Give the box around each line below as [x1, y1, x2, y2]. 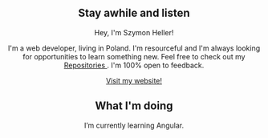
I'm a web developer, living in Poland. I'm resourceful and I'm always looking [7, 43, 261, 53]
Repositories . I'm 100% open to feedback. [63, 60, 205, 70]
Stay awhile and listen [78, 6, 190, 20]
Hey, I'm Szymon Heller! [94, 27, 174, 37]
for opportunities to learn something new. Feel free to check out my [22, 51, 246, 61]
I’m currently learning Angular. [83, 120, 185, 130]
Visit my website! [106, 75, 162, 85]
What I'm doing [95, 99, 173, 113]
